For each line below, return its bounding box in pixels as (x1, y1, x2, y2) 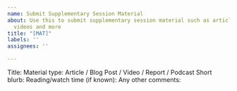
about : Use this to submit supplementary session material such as (7, 17, 210, 24)
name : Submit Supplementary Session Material (7, 10, 143, 17)
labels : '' (7, 36, 39, 43)
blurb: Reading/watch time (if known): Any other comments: (7, 76, 181, 84)
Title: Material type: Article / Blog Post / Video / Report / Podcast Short (7, 68, 212, 76)
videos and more (13, 23, 61, 30)
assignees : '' (7, 43, 49, 50)
